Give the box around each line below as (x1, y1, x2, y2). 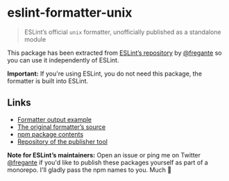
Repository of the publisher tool (17, 137, 108, 146)
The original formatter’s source (17, 123, 106, 131)
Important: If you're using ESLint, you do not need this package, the (7, 69, 203, 78)
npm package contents (17, 130, 84, 138)
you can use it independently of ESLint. (7, 55, 119, 64)
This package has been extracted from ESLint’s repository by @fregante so (7, 49, 222, 57)
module (24, 35, 46, 43)
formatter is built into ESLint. (7, 76, 89, 85)
